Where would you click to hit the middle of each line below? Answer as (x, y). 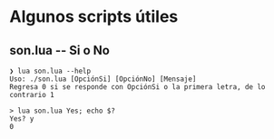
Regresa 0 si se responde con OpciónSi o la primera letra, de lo (137, 87)
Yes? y (22, 119)
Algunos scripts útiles (94, 17)
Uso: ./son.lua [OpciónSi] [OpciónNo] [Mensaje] (103, 79)
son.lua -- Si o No (60, 50)
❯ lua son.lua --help (50, 71)
